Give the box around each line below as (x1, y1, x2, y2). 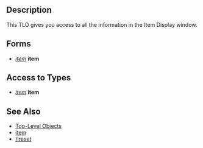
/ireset (15, 135, 32, 143)
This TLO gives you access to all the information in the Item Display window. (6, 21, 198, 28)
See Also (6, 106, 41, 116)
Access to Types (6, 72, 71, 83)
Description (6, 5, 52, 15)
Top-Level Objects (15, 122, 62, 130)
